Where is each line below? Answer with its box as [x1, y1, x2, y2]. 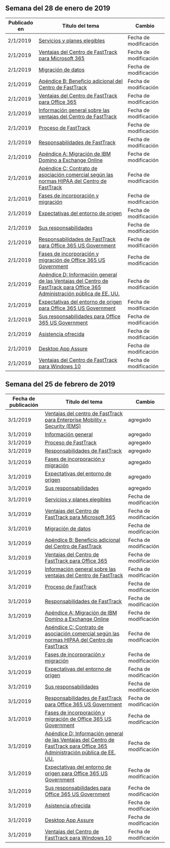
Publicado [8, 19, 33, 26]
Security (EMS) [45, 422, 81, 430]
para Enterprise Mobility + [45, 416, 107, 423]
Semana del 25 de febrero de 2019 [5, 380, 115, 389]
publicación [9, 401, 39, 408]
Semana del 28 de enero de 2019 [5, 4, 110, 13]
